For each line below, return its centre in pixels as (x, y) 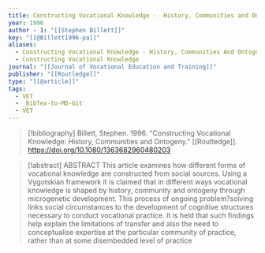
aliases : (22, 45)
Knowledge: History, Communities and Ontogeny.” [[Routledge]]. (132, 141)
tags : (17, 89)
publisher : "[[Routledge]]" (54, 74)
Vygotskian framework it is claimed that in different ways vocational (137, 182)
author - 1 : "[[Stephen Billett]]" (67, 30)
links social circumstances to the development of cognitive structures (140, 207)
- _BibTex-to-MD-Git (49, 103)
